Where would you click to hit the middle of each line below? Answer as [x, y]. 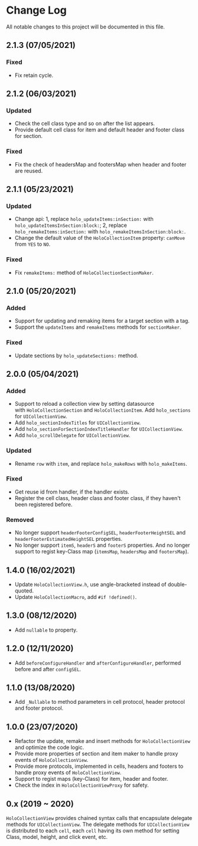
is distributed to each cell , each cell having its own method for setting [93, 831]
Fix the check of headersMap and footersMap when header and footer [100, 164]
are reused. [29, 171]
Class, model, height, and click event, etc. [57, 837]
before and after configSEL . [48, 669]
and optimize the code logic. [49, 748]
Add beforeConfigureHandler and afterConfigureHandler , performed [98, 663]
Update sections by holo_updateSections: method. [76, 355]
